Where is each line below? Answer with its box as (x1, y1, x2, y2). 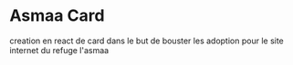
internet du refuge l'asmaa (9, 44, 110, 55)
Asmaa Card (9, 5, 105, 26)
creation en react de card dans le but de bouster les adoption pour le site (9, 35, 285, 46)
